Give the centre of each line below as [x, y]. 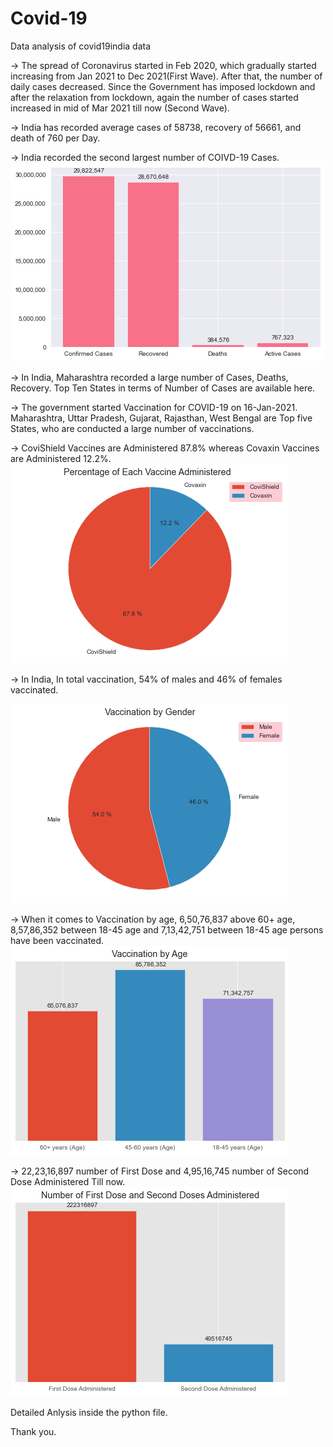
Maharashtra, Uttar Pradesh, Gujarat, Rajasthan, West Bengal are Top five [161, 418]
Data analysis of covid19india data [81, 46]
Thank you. [33, 1431]
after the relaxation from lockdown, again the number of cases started [154, 97]
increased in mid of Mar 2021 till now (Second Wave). [120, 108]
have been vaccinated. [57, 940]
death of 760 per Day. [55, 138]
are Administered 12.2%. [61, 458]
